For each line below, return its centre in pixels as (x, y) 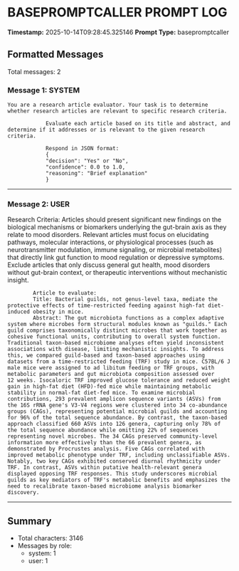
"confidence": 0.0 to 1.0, (85, 167)
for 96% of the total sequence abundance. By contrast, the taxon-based (117, 418)
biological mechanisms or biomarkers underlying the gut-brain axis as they (117, 227)
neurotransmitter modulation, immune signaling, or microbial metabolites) (115, 250)
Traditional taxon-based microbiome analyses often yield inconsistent (116, 343)
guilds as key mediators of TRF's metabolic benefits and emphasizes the (119, 480)
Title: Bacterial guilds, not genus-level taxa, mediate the (126, 300)
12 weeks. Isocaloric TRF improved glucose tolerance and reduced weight (119, 381)
